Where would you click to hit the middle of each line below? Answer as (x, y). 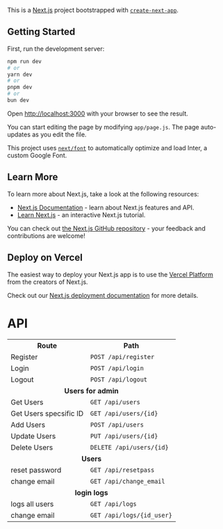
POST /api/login (117, 368)
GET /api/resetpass (122, 470)
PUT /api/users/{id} (124, 436)
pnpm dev (20, 87)
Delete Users (32, 447)
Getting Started (41, 32)
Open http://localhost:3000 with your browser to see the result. (98, 113)
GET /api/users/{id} (124, 413)
